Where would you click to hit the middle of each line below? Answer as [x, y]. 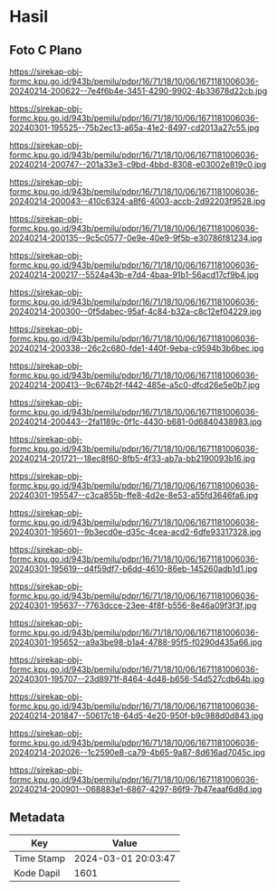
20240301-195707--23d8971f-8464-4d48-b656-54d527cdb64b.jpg [137, 679]
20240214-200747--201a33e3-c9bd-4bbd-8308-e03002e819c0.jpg [138, 164]
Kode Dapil [37, 873]
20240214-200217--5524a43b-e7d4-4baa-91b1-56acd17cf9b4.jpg [134, 275]
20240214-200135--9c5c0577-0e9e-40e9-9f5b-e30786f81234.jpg [136, 238]
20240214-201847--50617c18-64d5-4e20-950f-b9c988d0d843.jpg [137, 716]
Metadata [37, 817]
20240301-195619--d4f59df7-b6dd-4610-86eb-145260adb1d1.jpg [134, 569]
